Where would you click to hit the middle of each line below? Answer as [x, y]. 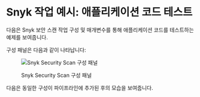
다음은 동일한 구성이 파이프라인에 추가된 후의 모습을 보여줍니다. [80, 87]
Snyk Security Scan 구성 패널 [57, 75]
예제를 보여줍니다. [27, 37]
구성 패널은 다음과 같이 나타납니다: [46, 50]
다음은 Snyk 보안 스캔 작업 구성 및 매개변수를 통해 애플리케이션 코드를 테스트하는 [100, 30]
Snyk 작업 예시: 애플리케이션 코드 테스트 [99, 12]
